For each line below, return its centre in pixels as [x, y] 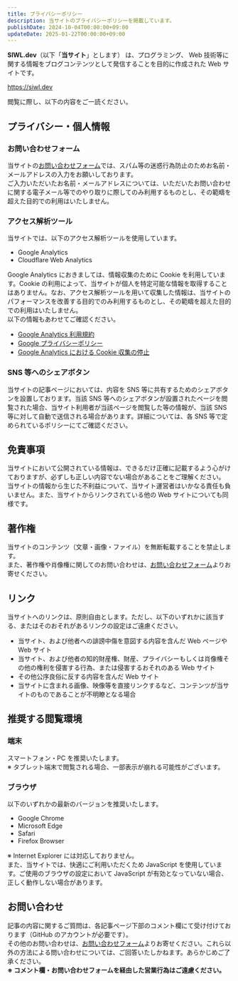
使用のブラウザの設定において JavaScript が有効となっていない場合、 [126, 873]
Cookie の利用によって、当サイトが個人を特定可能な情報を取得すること [123, 284]
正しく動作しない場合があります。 [57, 882]
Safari [26, 833]
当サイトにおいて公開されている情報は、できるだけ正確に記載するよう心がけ [119, 468]
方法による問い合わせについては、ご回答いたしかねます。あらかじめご [122, 952]
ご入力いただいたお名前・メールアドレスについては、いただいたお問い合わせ [119, 183]
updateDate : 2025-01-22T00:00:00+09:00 [66, 34]
